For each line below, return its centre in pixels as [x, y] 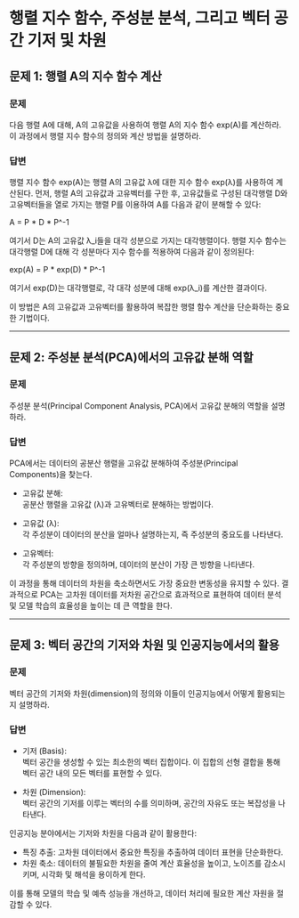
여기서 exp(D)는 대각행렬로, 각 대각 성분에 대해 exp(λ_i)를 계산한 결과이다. [138, 288]
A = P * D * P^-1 [39, 223]
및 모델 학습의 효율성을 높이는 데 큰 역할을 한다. [91, 605]
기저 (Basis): [44, 751]
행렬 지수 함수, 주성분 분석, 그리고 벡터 [140, 18]
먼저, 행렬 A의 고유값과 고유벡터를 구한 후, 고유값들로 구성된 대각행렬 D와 [162, 193]
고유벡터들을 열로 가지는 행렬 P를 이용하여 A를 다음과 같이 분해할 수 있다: [135, 205]
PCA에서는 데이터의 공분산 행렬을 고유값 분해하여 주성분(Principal [124, 463]
